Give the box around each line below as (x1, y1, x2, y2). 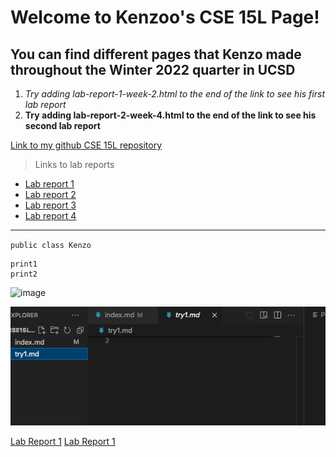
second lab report (24, 120, 101, 131)
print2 (10, 269, 38, 279)
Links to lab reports (34, 159, 115, 170)
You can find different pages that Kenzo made (10, 46, 302, 63)
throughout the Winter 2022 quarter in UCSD (10, 61, 296, 78)
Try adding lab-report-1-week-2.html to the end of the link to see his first (24, 88, 325, 100)
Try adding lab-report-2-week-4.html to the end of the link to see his (24, 109, 317, 121)
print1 (10, 259, 38, 269)
